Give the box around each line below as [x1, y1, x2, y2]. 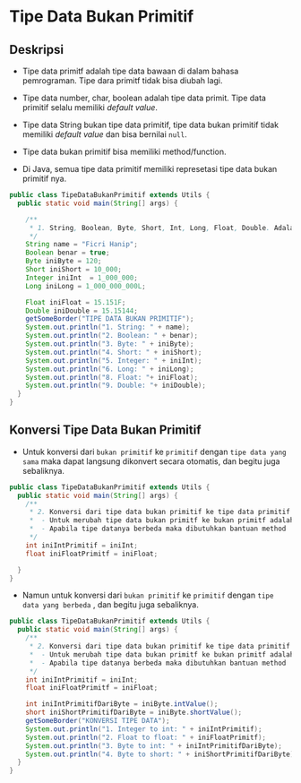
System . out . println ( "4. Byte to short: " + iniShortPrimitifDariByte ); [25, 750, 298, 759]
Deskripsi [9, 42, 64, 57]
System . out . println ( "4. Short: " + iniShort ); [25, 348, 202, 357]
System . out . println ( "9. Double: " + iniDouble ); [25, 381, 206, 391]
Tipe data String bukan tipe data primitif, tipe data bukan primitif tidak [21, 119, 279, 130]
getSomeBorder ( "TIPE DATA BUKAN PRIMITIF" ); [25, 314, 194, 323]
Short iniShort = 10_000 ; [25, 265, 123, 274]
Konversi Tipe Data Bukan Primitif [9, 423, 202, 438]
